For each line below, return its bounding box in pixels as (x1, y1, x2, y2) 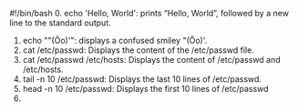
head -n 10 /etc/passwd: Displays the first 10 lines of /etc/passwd (22, 84, 269, 94)
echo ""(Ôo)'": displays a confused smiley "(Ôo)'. (22, 35, 208, 45)
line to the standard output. (9, 17, 111, 28)
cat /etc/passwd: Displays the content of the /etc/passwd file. (22, 45, 255, 55)
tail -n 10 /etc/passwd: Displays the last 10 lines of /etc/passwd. (22, 74, 262, 85)
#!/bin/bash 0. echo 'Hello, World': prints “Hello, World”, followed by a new (9, 8, 290, 18)
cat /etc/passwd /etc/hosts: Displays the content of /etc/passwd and (22, 55, 281, 65)
